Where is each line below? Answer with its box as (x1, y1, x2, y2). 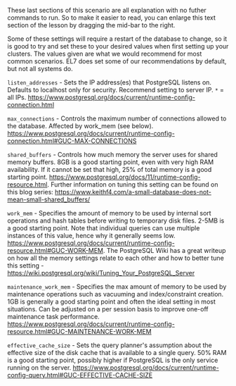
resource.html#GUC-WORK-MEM (7, 247, 104, 254)
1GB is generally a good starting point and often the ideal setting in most (7, 297, 216, 306)
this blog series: (7, 188, 54, 196)
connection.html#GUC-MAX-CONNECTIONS (7, 137, 137, 145)
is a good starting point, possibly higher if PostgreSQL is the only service (7, 356, 218, 364)
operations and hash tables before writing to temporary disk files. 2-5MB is (7, 216, 225, 225)
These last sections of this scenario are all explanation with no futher (7, 6, 207, 14)
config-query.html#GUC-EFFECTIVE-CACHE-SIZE (7, 371, 153, 379)
